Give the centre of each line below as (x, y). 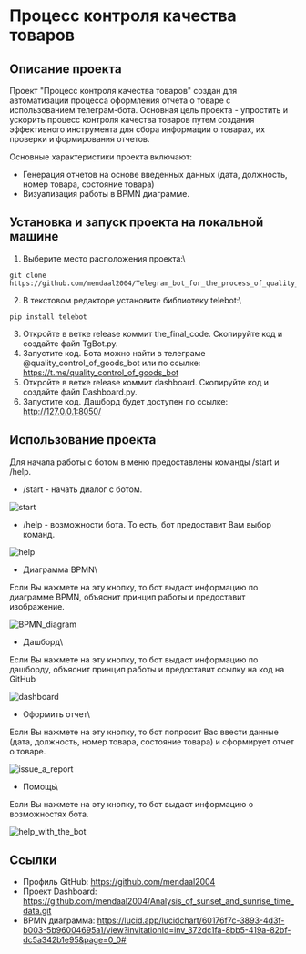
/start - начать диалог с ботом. (82, 489)
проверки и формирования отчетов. (80, 139)
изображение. (37, 606)
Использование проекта (83, 440)
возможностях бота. (49, 814)
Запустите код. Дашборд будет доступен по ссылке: (125, 401)
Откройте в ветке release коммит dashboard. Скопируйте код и (146, 382)
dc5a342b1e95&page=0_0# (74, 940)
